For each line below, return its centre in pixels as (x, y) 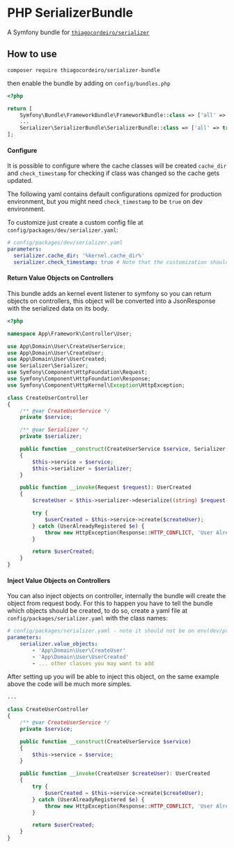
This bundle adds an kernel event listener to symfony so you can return (109, 293)
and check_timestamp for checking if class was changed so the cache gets (114, 173)
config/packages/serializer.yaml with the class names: (88, 618)
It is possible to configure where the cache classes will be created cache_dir (117, 166)
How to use (32, 54)
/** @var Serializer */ (54, 430)
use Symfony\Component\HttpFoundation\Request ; (78, 372)
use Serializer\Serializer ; (48, 366)
